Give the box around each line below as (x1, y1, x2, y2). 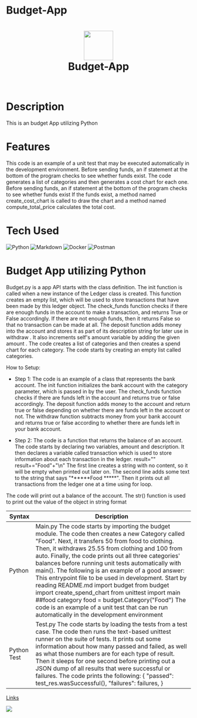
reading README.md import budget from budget (35, 581, 169, 589)
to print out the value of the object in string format (6, 498, 127, 505)
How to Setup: (6, 363, 41, 371)
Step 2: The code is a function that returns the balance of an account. (14, 436, 184, 444)
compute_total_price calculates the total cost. (6, 204, 116, 210)
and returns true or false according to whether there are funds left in (14, 419, 180, 426)
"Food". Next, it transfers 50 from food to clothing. (35, 537, 174, 545)
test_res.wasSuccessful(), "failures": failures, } (35, 679, 164, 687)
